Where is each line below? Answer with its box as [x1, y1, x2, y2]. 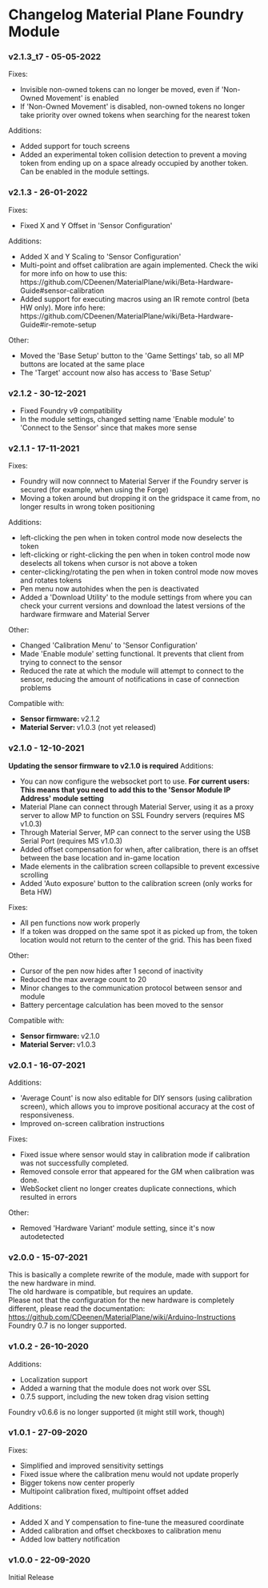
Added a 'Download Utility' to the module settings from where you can [19, 592, 252, 602]
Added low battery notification [19, 1534, 121, 1544]
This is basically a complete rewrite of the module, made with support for [8, 1270, 250, 1280]
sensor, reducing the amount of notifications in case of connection [19, 675, 240, 684]
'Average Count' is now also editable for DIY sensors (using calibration [19, 1093, 253, 1102]
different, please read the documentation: [8, 1304, 146, 1313]
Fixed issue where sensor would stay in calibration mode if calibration [19, 1149, 250, 1159]
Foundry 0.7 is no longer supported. [8, 1321, 126, 1330]
